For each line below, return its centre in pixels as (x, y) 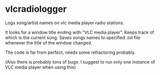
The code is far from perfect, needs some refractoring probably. (70, 52)
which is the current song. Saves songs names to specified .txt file (73, 37)
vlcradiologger (36, 9)
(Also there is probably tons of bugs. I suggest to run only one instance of (80, 62)
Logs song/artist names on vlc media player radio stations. (65, 23)
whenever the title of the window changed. (49, 42)
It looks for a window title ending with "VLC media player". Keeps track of (80, 32)
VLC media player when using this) (40, 67)
